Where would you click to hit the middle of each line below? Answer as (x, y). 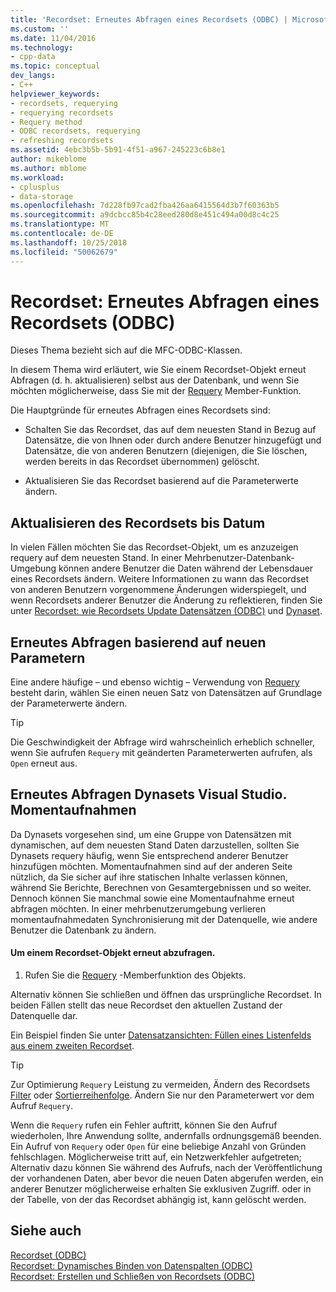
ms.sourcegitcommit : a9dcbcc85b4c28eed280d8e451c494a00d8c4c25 (145, 215)
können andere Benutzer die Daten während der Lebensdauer (186, 568)
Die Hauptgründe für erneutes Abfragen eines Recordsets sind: (140, 410)
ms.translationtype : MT (60, 224)
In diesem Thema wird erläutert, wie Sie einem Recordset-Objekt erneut (158, 370)
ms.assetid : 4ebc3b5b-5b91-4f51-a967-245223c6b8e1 (118, 150)
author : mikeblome (48, 159)
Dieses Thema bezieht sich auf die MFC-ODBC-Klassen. (126, 350)
